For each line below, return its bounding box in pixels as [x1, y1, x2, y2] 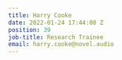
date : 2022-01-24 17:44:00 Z [8, 19, 104, 26]
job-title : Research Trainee [8, 33, 104, 41]
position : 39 [8, 26, 51, 34]
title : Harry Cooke [8, 11, 72, 19]
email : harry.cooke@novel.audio [8, 41, 114, 48]
